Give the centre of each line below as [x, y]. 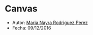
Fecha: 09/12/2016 [32, 27]
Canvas [21, 9]
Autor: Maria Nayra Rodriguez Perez [50, 22]
